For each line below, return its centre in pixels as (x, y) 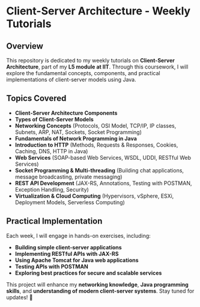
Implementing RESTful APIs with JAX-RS (67, 254)
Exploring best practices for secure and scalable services (88, 273)
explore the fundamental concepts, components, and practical (83, 73)
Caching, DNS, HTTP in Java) (51, 151)
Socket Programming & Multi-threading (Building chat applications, (99, 170)
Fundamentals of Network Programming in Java (76, 138)
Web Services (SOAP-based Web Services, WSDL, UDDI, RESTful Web (103, 157)
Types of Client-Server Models (54, 119)
